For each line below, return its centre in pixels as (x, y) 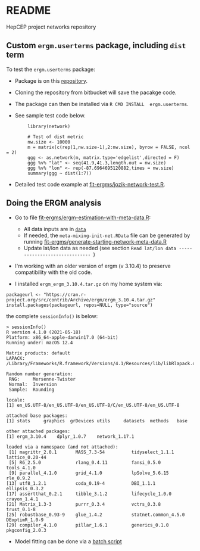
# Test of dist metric (56, 137)
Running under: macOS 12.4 (40, 343)
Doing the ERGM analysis (54, 203)
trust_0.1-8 (21, 509)
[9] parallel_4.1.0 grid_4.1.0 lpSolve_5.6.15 (89, 473)
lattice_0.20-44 (26, 457)
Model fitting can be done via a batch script (68, 541)
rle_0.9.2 (18, 478)
